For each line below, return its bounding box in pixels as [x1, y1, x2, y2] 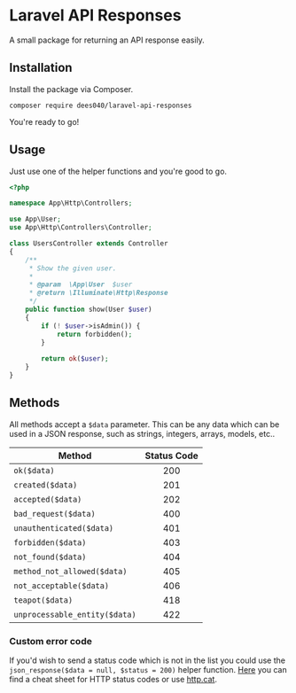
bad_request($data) [13, 509, 96, 518]
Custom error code [9, 635, 93, 647]
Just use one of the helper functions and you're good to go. [9, 166, 228, 176]
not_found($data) [13, 551, 87, 562]
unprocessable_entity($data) [13, 609, 136, 619]
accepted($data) [13, 494, 82, 504]
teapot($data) [13, 595, 74, 605]
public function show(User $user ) [25, 305, 152, 315]
